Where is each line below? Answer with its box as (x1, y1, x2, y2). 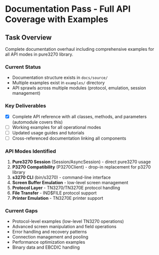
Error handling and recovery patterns (12, 229, 87, 235)
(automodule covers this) (12, 119, 63, 125)
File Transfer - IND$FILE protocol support (12, 190, 97, 196)
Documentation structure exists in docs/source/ (12, 75, 108, 81)
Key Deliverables (5, 103, 46, 109)
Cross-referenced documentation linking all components (12, 135, 126, 141)
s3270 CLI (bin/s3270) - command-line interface (12, 174, 111, 180)
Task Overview (5, 33, 52, 42)
